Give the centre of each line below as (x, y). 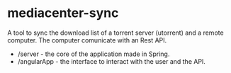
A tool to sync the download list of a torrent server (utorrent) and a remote (116, 33)
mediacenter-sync (63, 13)
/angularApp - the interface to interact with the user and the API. (111, 61)
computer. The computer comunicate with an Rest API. (87, 40)
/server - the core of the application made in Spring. (94, 54)
